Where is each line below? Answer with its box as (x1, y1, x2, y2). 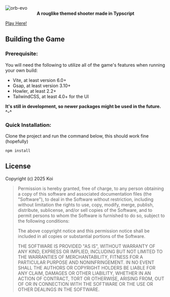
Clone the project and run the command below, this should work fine (5, 132, 149, 139)
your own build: (5, 67, 38, 73)
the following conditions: (17, 218, 70, 224)
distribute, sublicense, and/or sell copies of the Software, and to (17, 207, 153, 213)
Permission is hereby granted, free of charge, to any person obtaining (17, 185, 164, 192)
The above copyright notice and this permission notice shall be (17, 228, 150, 234)
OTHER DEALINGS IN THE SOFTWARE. (17, 286, 100, 292)
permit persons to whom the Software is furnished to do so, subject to (17, 212, 165, 219)
